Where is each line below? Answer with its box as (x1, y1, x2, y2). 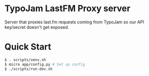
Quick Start (4, 41, 51, 53)
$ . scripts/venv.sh (4, 57, 47, 62)
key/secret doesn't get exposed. (4, 24, 69, 30)
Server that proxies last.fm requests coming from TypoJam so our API (4, 19, 144, 25)
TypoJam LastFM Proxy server (4, 3, 131, 14)
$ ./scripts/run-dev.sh (4, 66, 53, 71)
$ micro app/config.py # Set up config (4, 62, 85, 67)
